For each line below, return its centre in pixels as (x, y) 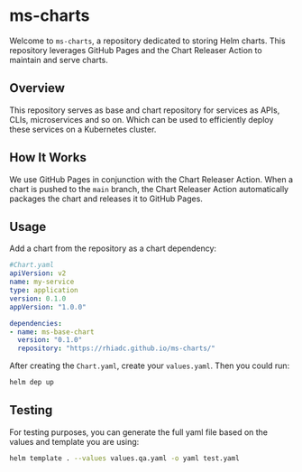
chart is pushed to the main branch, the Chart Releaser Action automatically (149, 189)
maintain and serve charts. (59, 60)
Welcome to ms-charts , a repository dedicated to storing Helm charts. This (147, 41)
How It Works (48, 157)
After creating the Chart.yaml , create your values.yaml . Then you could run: (150, 366)
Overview (37, 88)
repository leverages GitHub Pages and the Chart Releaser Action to (136, 50)
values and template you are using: (74, 441)
